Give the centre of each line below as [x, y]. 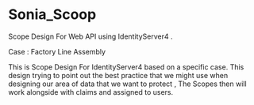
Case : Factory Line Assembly [57, 51]
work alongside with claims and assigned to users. [91, 92]
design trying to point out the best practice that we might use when [118, 75]
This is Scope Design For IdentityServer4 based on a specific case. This [126, 67]
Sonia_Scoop [52, 15]
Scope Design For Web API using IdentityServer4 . [90, 36]
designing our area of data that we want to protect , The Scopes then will [128, 84]
